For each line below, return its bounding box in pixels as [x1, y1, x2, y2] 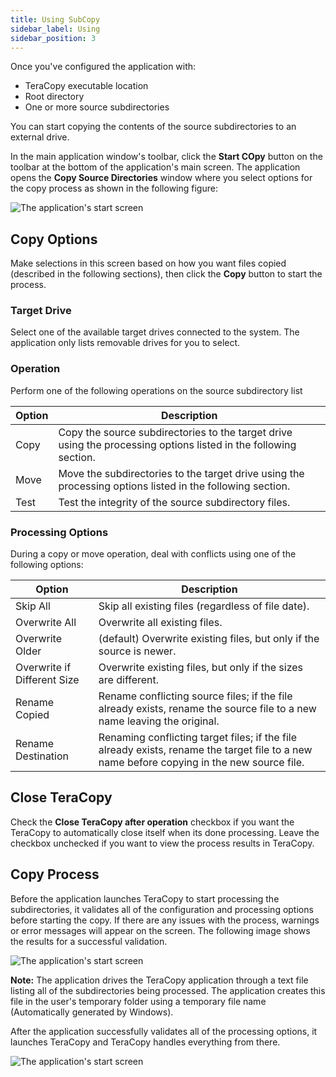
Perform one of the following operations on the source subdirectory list [10, 384, 303, 396]
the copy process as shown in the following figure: [10, 182, 218, 195]
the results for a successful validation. [10, 935, 168, 947]
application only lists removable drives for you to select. [10, 337, 241, 349]
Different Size [15, 673, 80, 687]
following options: [10, 559, 84, 571]
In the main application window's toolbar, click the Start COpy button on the [10, 151, 323, 163]
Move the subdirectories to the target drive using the [58, 466, 305, 480]
